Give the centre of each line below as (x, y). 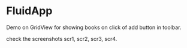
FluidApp (29, 11)
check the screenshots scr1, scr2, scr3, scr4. (62, 39)
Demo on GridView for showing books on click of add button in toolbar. (94, 27)
